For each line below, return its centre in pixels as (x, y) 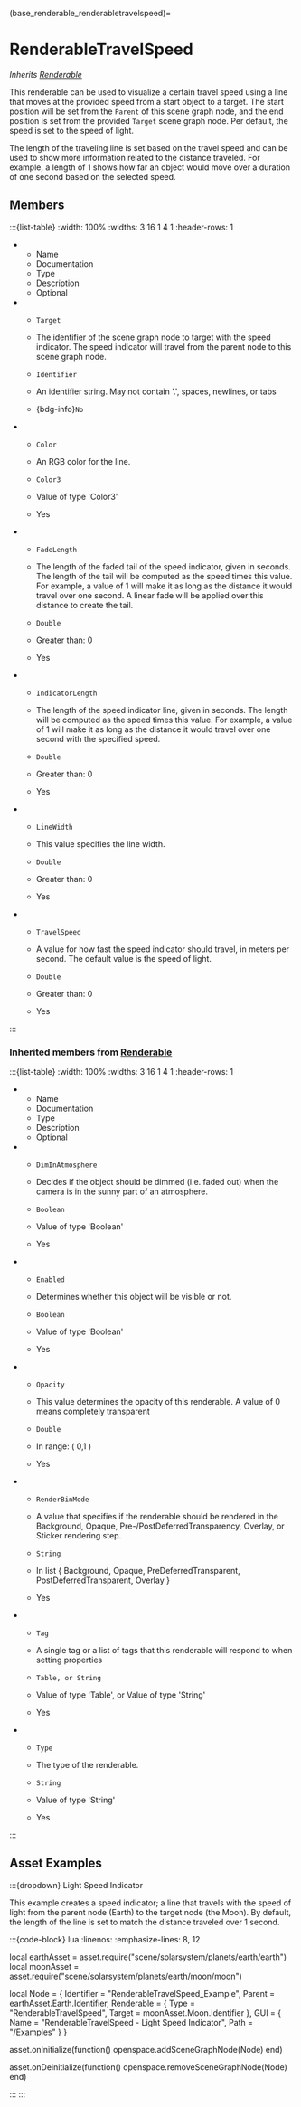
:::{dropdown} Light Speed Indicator (76, 1885)
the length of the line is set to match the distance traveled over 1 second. (145, 1922)
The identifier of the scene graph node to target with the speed (153, 337)
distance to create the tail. (85, 605)
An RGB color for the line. (83, 461)
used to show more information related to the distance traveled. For (135, 157)
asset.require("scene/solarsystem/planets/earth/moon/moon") (126, 1976)
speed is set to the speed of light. (71, 130)
